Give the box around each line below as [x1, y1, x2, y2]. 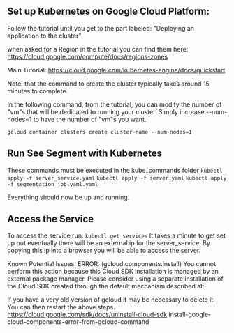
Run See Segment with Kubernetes [7, 148, 163, 160]
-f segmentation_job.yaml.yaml [7, 180, 98, 187]
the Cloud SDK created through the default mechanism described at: [7, 282, 205, 291]
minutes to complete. [7, 86, 68, 95]
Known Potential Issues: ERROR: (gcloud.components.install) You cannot [7, 260, 217, 268]
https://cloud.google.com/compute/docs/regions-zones [7, 52, 168, 61]
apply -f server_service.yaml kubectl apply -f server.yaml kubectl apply [7, 174, 227, 182]
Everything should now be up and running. [7, 193, 130, 201]
